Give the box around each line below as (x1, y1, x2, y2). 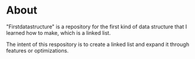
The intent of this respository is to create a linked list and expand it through (6, 41, 190, 48)
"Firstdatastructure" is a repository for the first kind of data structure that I (6, 23, 187, 30)
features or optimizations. (6, 47, 69, 54)
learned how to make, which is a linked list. (6, 29, 111, 36)
